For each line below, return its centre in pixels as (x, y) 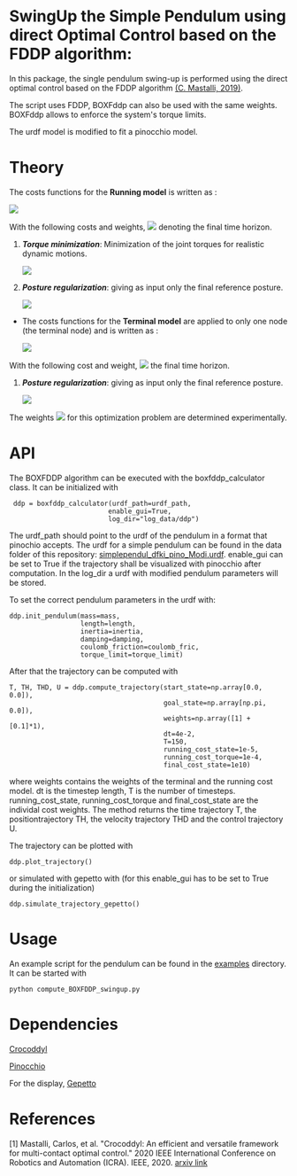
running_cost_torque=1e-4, (213, 757)
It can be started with (48, 973)
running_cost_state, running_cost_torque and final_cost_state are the (134, 800)
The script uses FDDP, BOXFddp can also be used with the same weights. (143, 105)
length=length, (108, 623)
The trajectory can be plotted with (71, 845)
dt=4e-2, (179, 734)
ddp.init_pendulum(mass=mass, (65, 616)
